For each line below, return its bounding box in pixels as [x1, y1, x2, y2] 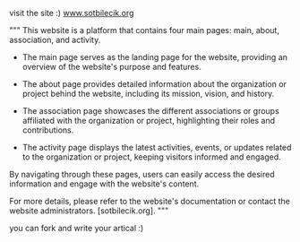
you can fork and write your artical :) [9, 223, 144, 233]
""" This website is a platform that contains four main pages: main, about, [9, 25, 280, 35]
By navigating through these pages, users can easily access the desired [9, 169, 275, 179]
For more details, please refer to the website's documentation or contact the [9, 196, 291, 206]
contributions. [21, 125, 74, 135]
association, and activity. [9, 35, 101, 45]
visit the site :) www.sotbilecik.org [9, 8, 134, 18]
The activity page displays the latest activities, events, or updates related [21, 143, 292, 152]
